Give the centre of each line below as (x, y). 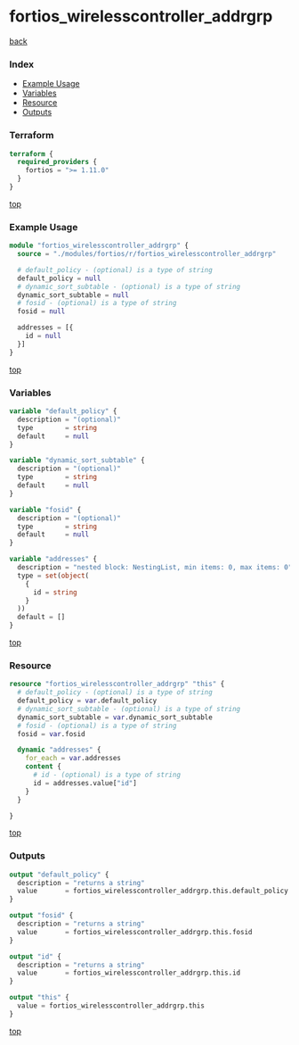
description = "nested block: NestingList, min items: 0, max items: (149, 568)
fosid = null (41, 311)
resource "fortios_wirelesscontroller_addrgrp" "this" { (117, 684)
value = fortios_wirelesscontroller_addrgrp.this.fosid (135, 932)
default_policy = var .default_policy (87, 701)
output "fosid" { (41, 916)
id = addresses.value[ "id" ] (85, 783)
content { (44, 767)
